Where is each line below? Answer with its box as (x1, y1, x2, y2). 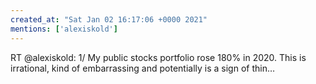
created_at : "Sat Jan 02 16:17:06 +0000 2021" (10, 14, 208, 25)
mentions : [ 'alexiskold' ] (10, 24, 118, 34)
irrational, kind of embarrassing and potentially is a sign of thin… (10, 62, 276, 74)
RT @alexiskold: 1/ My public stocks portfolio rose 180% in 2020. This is (10, 51, 307, 63)
